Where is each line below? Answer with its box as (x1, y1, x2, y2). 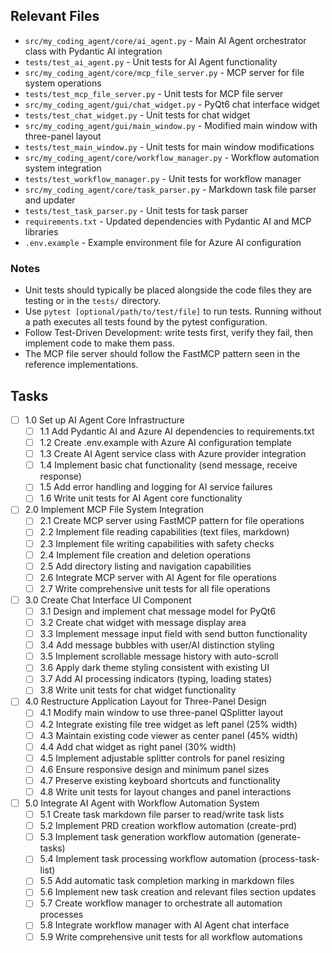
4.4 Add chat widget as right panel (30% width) (39, 740, 237, 753)
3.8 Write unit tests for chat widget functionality (39, 684, 237, 696)
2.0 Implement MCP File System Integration (24, 504, 205, 516)
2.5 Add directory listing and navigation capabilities (39, 560, 252, 572)
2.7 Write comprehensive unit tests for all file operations (39, 582, 271, 594)
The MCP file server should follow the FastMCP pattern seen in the (24, 348, 301, 360)
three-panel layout (24, 130, 102, 142)
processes (39, 909, 84, 921)
